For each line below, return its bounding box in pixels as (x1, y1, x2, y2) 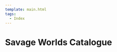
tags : (5, 12, 16, 16)
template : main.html (5, 7, 47, 12)
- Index (9, 16, 25, 21)
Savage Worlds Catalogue (5, 37, 113, 48)
